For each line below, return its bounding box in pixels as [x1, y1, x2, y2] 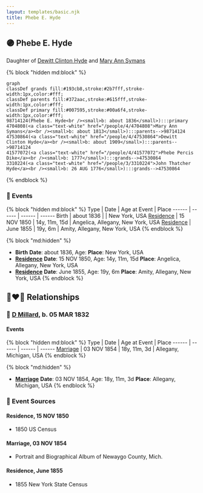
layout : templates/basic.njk [6, 9, 80, 15]
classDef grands [6, 86, 47, 92]
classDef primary [6, 107, 50, 113]
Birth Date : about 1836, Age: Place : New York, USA [15, 248, 144, 256]
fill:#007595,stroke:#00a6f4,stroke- [52, 107, 148, 113]
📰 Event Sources [6, 397, 56, 405]
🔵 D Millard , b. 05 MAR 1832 [6, 310, 90, 318]
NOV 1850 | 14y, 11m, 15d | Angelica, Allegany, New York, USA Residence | [6, 219, 191, 226]
